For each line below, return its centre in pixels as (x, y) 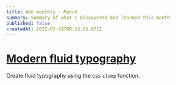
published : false (28, 23)
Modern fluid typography (71, 59)
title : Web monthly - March (42, 12)
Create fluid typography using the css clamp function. (73, 76)
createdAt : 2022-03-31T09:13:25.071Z (54, 29)
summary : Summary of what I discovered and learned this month (88, 18)
